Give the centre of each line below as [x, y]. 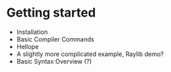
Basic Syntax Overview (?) [54, 61]
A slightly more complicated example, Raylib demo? [90, 54]
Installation [32, 32]
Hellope [28, 46]
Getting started [51, 13]
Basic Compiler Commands [55, 39]
